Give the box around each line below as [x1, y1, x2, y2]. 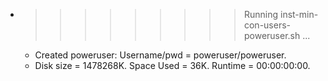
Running [243, 9, 279, 20]
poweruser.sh [243, 30, 301, 41]
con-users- [243, 19, 292, 31]
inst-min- [279, 9, 319, 20]
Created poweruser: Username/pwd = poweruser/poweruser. [34, 49, 287, 61]
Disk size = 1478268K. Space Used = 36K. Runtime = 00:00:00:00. [34, 60, 311, 71]
